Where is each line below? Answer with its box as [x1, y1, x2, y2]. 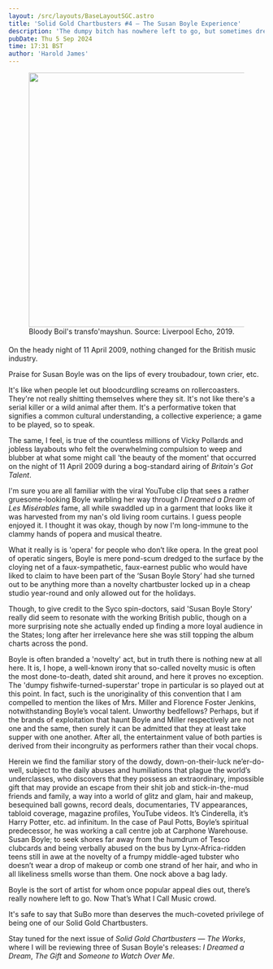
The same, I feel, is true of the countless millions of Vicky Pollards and [8, 436, 244, 445]
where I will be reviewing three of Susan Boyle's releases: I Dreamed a [8, 942, 245, 952]
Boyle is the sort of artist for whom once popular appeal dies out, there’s [8, 885, 250, 894]
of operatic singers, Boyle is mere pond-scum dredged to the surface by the [8, 554, 264, 563]
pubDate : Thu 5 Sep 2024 [8, 34, 93, 43]
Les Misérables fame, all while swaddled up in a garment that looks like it [8, 503, 253, 513]
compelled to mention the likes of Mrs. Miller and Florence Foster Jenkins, [8, 698, 257, 707]
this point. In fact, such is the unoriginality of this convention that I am [8, 689, 242, 699]
